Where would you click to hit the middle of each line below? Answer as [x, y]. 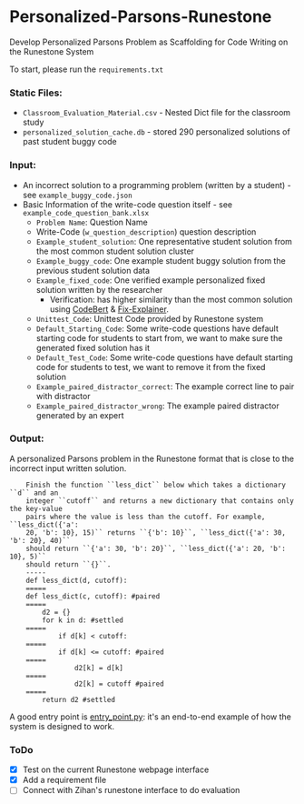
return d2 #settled [79, 699]
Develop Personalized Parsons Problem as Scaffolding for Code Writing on [149, 42]
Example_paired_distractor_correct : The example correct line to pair [165, 386]
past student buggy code [70, 142]
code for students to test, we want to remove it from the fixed [151, 367]
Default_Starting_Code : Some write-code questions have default [157, 328]
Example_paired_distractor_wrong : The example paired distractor [157, 406]
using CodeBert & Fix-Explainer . [109, 309]
